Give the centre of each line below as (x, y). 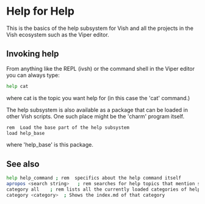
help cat (17, 86)
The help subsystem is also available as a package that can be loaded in (97, 110)
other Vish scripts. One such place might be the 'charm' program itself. (95, 116)
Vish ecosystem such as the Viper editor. (58, 34)
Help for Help (41, 11)
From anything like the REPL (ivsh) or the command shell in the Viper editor (101, 68)
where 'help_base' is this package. (50, 145)
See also (23, 164)
